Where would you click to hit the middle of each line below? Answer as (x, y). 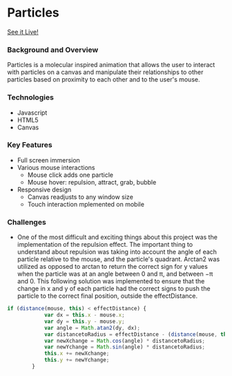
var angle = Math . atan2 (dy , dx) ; (92, 328)
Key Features (30, 145)
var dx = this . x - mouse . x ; (85, 315)
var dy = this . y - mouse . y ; (85, 321)
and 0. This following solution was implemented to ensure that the (111, 281)
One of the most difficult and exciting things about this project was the (117, 237)
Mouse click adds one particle (70, 175)
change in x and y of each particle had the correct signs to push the (114, 289)
